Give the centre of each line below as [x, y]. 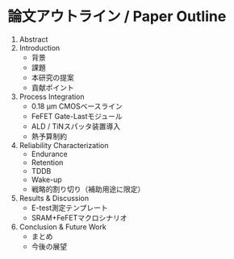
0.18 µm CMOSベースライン [77, 106]
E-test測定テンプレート [69, 208]
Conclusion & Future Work [63, 227]
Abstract [33, 39]
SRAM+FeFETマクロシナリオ [79, 217]
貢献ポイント [52, 87]
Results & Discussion [54, 198]
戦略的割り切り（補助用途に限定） [88, 189]
